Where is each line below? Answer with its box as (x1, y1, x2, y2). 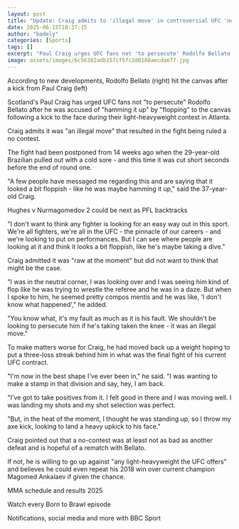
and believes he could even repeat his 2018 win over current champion (7, 464, 215, 473)
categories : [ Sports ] (7, 37, 72, 44)
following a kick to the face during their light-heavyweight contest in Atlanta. (7, 112, 231, 121)
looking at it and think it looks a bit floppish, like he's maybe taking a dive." (7, 242, 225, 251)
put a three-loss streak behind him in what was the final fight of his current (7, 350, 226, 359)
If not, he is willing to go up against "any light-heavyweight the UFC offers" (7, 457, 228, 466)
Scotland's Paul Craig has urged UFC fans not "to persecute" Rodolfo (7, 98, 211, 106)
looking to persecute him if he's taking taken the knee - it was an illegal (7, 321, 216, 330)
